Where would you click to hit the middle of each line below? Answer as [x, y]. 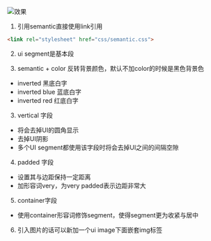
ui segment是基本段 [46, 53]
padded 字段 [36, 162]
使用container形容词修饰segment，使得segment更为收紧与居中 [108, 215]
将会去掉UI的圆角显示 [48, 130]
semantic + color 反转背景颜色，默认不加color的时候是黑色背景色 [110, 68]
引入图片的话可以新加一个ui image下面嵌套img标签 [89, 230]
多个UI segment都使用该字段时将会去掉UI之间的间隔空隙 [98, 147]
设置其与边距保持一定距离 [54, 176]
